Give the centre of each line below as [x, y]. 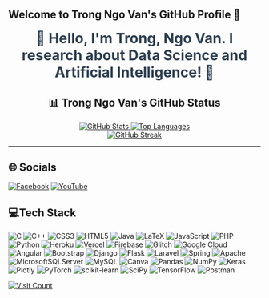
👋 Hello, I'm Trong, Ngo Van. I [134, 38]
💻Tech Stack [42, 213]
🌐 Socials [33, 168]
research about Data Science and [134, 55]
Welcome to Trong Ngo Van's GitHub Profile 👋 [124, 15]
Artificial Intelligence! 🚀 [134, 72]
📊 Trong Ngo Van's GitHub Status [134, 103]
